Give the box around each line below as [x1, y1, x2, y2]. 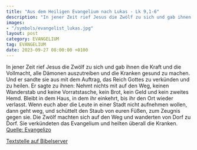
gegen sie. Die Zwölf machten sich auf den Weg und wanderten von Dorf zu [6, 113, 191, 120]
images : [6, 19, 25, 25]
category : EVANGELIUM [6, 36, 60, 42]
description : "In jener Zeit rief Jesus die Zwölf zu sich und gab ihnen [6, 14, 192, 20]
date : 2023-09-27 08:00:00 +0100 [6, 47, 88, 53]
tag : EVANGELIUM [6, 42, 46, 48]
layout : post [6, 31, 38, 37]
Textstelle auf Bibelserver [6, 137, 68, 145]
